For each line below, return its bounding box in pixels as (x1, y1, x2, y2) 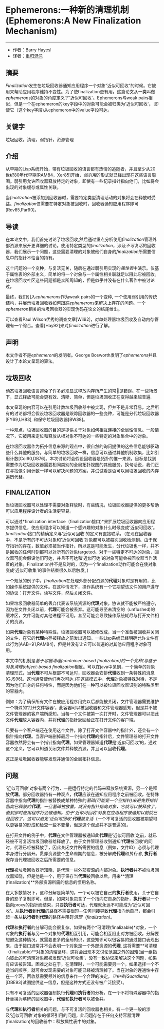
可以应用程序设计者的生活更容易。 (5, 508, 74, 514)
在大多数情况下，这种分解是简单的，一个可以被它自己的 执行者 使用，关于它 (5, 890, 155, 896)
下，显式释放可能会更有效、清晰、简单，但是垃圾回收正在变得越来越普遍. (5, 394, 152, 399)
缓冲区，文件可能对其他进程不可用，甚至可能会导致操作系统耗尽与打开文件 (5, 612, 155, 618)
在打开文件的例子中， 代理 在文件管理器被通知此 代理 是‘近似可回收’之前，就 (5, 832, 153, 838)
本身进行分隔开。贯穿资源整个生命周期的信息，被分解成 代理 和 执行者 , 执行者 (5, 851, 157, 857)
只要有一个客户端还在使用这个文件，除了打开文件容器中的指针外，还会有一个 (5, 727, 159, 733)
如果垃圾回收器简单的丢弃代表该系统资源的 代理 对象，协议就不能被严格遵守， (5, 600, 159, 606)
